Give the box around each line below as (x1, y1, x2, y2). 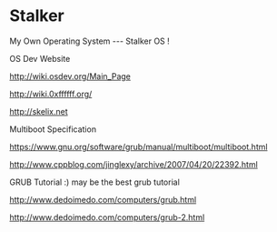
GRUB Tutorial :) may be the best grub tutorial (9, 177, 180, 187)
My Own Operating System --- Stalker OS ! (9, 35, 170, 46)
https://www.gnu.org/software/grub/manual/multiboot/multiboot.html (9, 141, 268, 152)
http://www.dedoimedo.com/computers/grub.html (9, 194, 197, 205)
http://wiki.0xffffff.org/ (9, 88, 93, 99)
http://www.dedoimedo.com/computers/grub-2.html (9, 211, 205, 223)
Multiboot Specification (9, 124, 97, 135)
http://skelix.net (9, 106, 68, 116)
